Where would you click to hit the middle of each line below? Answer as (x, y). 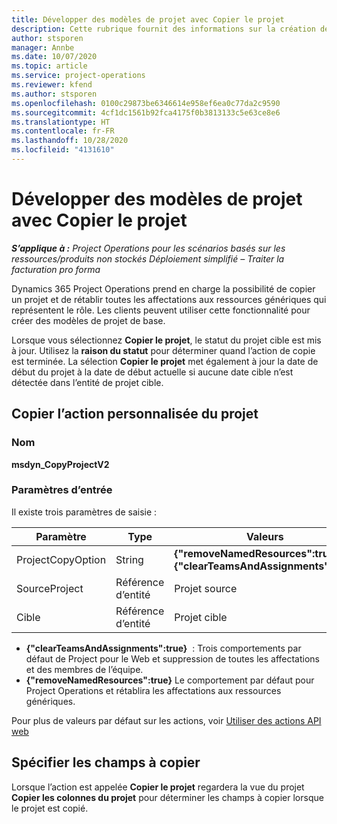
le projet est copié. (50, 808)
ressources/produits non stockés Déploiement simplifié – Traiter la (148, 258)
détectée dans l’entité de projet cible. (87, 382)
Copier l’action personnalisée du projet (135, 414)
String (129, 559)
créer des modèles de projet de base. (88, 320)
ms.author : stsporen (54, 94)
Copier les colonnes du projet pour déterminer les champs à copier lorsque (167, 797)
